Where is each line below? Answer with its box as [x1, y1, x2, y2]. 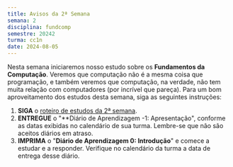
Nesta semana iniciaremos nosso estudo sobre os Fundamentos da [7, 63, 205, 71]
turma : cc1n [7, 37, 42, 44]
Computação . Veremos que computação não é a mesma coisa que [7, 70, 203, 79]
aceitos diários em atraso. [17, 129, 93, 137]
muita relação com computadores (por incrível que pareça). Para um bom [7, 86, 222, 93]
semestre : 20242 [7, 30, 55, 38]
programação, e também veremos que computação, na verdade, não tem [7, 78, 221, 86]
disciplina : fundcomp [7, 23, 72, 30]
